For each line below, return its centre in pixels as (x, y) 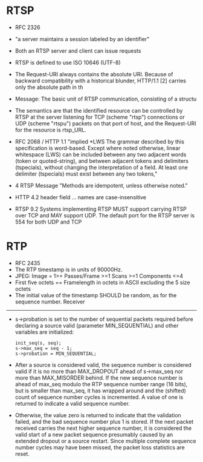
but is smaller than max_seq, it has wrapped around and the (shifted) (100, 391)
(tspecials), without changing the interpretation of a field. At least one (101, 167)
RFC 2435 (27, 263)
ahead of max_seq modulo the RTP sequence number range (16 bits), (101, 384)
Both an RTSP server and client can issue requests (78, 51)
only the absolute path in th (49, 87)
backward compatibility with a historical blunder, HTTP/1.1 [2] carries (100, 81)
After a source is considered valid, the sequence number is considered (103, 365)
